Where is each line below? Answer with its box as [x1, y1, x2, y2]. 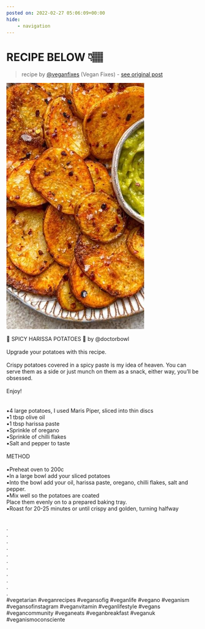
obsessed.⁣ [6, 375, 33, 382]
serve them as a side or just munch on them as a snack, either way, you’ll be [6, 368, 199, 375]
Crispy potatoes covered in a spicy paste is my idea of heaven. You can [6, 361, 187, 369]
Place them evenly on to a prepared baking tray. [6, 498, 127, 506]
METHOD [6, 453, 31, 460]
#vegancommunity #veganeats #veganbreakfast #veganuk [6, 609, 155, 617]
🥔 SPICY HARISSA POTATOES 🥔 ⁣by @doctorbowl [6, 335, 130, 343]
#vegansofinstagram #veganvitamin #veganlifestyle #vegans [6, 603, 161, 611]
